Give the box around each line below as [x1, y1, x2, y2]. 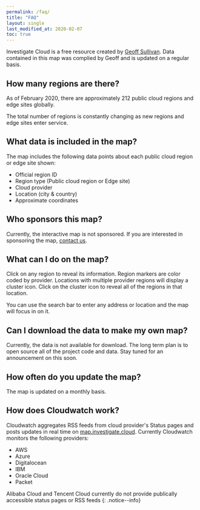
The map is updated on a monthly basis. [6, 388, 107, 395]
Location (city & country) [15, 190, 78, 197]
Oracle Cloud [15, 472, 48, 479]
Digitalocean [15, 459, 47, 466]
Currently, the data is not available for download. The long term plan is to [6, 342, 188, 349]
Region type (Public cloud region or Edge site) [15, 177, 130, 185]
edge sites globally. [6, 101, 55, 108]
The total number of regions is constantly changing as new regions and [6, 113, 184, 120]
